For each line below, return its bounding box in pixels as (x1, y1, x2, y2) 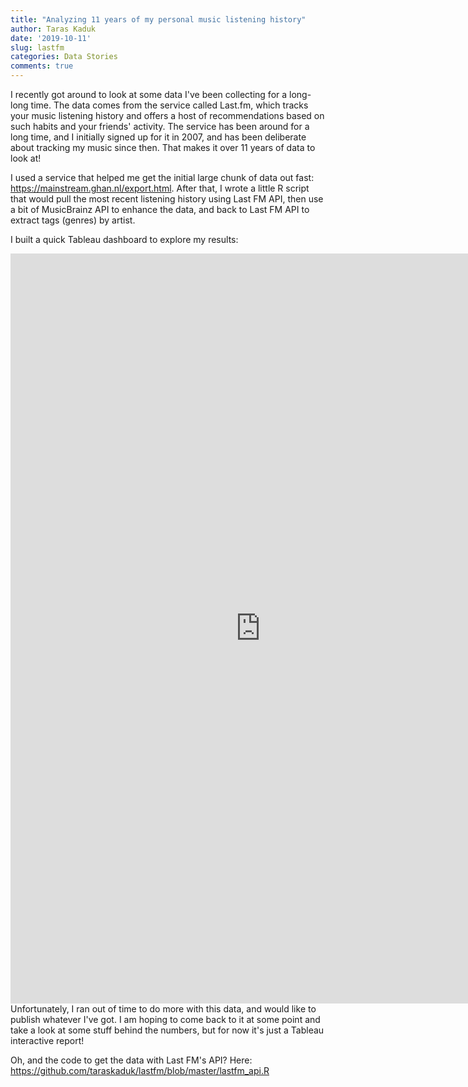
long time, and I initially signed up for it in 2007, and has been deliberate (10, 131, 307, 143)
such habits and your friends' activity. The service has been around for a (10, 121, 310, 132)
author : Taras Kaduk (10, 24, 97, 34)
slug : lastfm (10, 42, 65, 53)
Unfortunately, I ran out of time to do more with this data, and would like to (10, 1003, 317, 1015)
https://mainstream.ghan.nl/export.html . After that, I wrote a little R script (10, 182, 310, 194)
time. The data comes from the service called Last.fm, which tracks (30, 99, 309, 111)
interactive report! (10, 1035, 85, 1046)
